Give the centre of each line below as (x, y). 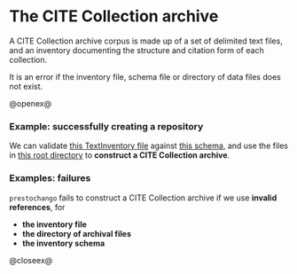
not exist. (26, 86)
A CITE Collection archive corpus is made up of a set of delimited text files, (146, 41)
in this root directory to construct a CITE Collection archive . (120, 155)
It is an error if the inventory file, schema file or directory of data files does (145, 76)
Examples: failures (50, 178)
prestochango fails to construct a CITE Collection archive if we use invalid (143, 198)
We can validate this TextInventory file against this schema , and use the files (149, 146)
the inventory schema (63, 243)
